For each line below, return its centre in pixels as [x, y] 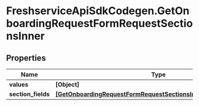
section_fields [30, 94]
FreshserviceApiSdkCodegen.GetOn [98, 11]
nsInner [25, 36]
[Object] [68, 84]
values [19, 84]
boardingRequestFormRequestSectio [99, 23]
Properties [26, 58]
